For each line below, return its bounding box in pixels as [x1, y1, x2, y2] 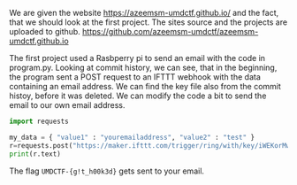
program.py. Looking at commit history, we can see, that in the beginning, [9, 62, 278, 73]
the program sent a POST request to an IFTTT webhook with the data [9, 72, 261, 82]
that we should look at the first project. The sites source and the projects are [9, 17, 288, 27]
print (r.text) [9, 150, 62, 158]
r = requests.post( [9, 141, 73, 150]
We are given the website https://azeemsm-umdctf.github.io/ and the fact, [9, 8, 279, 18]
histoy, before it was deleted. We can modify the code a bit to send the [9, 90, 267, 101]
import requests [9, 117, 69, 126]
